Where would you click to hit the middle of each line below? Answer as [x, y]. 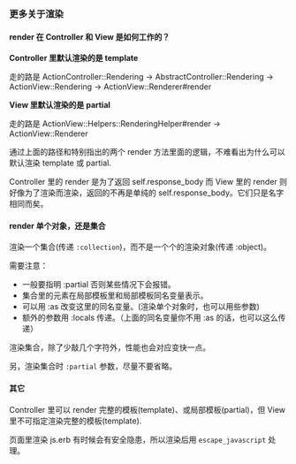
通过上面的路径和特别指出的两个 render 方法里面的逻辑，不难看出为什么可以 [147, 152]
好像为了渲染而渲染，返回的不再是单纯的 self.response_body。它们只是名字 [147, 193]
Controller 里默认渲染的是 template [74, 58]
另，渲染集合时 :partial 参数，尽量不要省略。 [93, 366]
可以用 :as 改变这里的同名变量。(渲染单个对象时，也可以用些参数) [141, 307]
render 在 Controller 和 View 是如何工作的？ [90, 36]
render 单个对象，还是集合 [57, 225]
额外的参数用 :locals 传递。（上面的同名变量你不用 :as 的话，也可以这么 [150, 318]
